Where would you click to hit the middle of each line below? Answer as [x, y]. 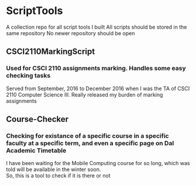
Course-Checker [37, 119]
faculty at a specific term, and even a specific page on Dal [90, 143]
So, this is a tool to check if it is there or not [58, 176]
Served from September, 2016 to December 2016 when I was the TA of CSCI [98, 88]
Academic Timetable [36, 150]
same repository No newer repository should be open [71, 33]
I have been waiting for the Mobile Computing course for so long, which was [98, 163]
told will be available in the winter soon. [54, 169]
